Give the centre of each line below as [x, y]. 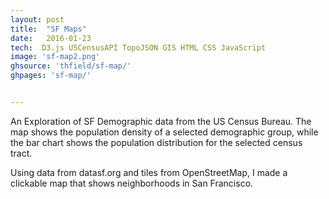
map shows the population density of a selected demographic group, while [164, 132]
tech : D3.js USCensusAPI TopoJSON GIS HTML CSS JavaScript [138, 47]
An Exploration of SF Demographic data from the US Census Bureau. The [161, 121]
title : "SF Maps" [48, 29]
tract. [21, 153]
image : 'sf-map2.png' [55, 57]
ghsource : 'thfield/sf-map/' [71, 66]
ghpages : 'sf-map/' [51, 76]
